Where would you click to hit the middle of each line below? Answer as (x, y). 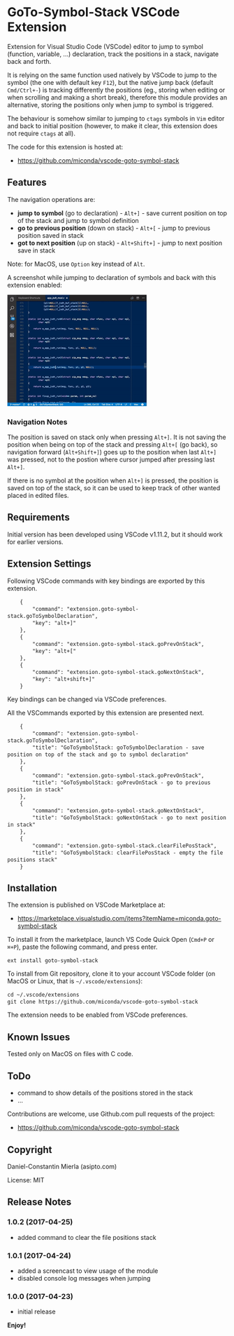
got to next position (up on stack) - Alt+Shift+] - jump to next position (120, 243)
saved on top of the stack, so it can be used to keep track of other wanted (114, 488)
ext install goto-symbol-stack (53, 961)
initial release (36, 1311)
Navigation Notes (37, 421)
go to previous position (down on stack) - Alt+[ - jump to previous (114, 228)
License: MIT (26, 1180)
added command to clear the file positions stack (87, 1237)
